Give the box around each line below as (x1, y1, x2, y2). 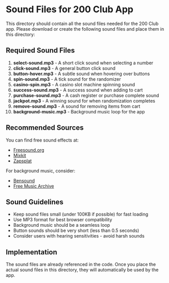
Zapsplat (13, 157, 32, 164)
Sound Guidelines (6, 198, 63, 206)
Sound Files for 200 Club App (6, 4, 134, 15)
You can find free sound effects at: (6, 137, 79, 143)
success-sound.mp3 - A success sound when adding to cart (13, 87, 143, 93)
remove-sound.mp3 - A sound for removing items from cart (13, 103, 140, 109)
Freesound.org (13, 147, 44, 153)
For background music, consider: (6, 168, 76, 174)
